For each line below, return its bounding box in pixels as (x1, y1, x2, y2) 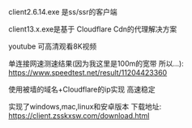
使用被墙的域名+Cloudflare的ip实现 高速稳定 (8, 84, 156, 94)
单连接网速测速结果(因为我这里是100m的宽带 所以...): (8, 59, 184, 68)
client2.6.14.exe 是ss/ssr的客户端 (8, 7, 117, 16)
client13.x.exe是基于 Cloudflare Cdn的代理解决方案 (8, 24, 177, 34)
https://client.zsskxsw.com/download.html (8, 111, 150, 120)
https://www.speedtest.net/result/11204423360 (8, 68, 168, 77)
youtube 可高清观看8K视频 (8, 41, 97, 51)
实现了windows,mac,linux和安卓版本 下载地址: (8, 102, 162, 111)
